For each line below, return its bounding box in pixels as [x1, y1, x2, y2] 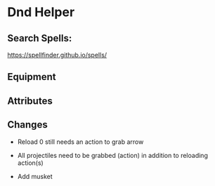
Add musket [17, 172, 53, 180]
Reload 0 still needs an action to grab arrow [17, 138, 144, 146]
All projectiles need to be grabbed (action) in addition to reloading [17, 151, 209, 159]
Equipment [7, 71, 56, 83]
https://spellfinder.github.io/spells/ [7, 51, 107, 59]
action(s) [17, 159, 44, 167]
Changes [7, 119, 48, 131]
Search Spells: [7, 32, 72, 44]
